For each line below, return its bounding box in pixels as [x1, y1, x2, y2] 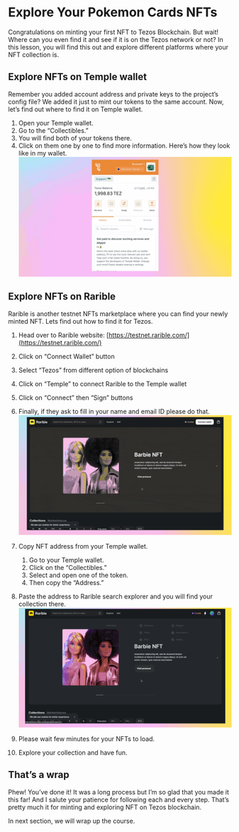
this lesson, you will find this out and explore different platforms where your [8, 43, 229, 51]
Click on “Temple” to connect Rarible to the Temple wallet [18, 379, 187, 388]
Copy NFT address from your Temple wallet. [18, 542, 148, 550]
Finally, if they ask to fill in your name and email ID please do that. [18, 407, 210, 415]
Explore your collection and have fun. [18, 748, 128, 757]
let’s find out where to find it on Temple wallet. [8, 104, 143, 114]
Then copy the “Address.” [28, 578, 104, 586]
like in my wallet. [18, 148, 67, 157]
